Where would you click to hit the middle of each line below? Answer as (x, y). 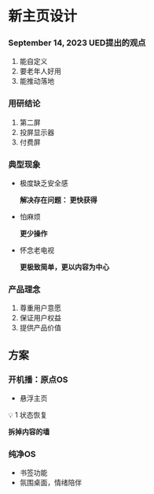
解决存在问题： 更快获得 (59, 200)
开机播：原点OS (38, 380)
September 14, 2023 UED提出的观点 (77, 43)
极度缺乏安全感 (44, 183)
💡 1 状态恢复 (28, 415)
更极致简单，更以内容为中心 (64, 267)
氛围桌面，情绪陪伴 (51, 483)
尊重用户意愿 (40, 308)
